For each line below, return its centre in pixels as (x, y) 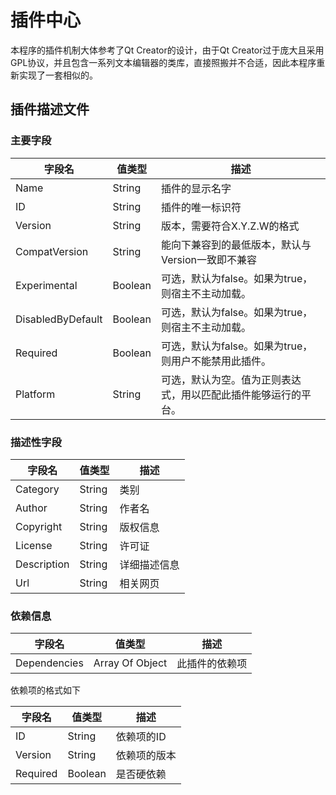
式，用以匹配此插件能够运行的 (231, 394)
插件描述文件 (50, 109)
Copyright (39, 526)
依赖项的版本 (146, 756)
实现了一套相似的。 (58, 75)
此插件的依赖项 (212, 664)
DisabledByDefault (59, 319)
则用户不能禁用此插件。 (216, 361)
